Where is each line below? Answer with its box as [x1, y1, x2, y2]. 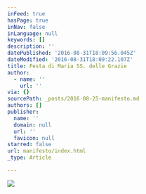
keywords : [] [7, 37, 46, 44]
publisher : [7, 108, 39, 115]
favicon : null [13, 134, 55, 141]
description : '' [7, 43, 55, 50]
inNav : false [7, 23, 46, 30]
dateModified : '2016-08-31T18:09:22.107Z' [7, 56, 133, 63]
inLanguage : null [7, 30, 58, 37]
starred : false [7, 141, 52, 148]
